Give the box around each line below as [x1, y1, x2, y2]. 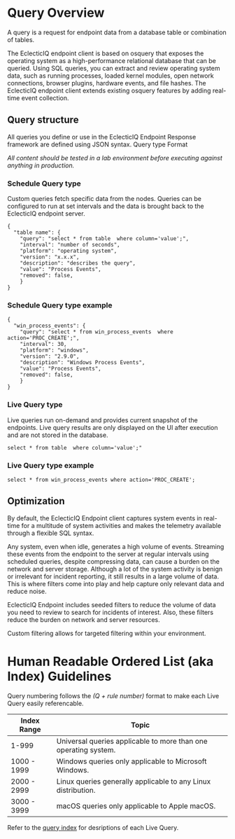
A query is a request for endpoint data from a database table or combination [7, 28, 227, 36]
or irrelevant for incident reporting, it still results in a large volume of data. [7, 572, 219, 581]
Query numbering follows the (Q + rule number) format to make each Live [7, 691, 220, 700]
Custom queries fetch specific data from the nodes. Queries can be [7, 195, 201, 203]
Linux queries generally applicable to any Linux [56, 776, 211, 786]
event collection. [21, 93, 69, 102]
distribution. [56, 785, 96, 795]
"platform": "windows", [20, 347, 90, 354]
